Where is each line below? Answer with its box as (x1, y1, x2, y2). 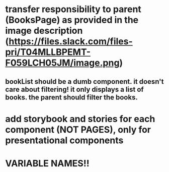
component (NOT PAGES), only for (5, 124, 151, 135)
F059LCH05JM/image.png (5, 57, 120, 69)
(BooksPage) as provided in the (5, 14, 139, 26)
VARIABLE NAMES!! (5, 157, 90, 169)
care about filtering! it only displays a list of (5, 85, 144, 94)
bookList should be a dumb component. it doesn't (5, 77, 164, 86)
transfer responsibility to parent (5, 4, 142, 15)
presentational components (5, 135, 124, 146)
